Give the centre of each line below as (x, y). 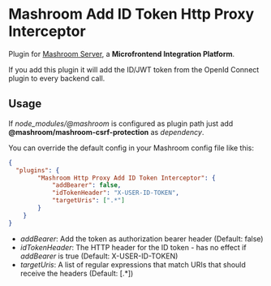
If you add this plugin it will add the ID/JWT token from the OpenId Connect (134, 69)
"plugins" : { (38, 170)
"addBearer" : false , (86, 185)
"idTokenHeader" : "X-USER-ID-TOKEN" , (116, 193)
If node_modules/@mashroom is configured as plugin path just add (121, 123)
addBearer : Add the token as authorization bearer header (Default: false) (142, 238)
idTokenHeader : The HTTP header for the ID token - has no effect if (133, 247)
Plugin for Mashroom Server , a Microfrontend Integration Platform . (122, 54)
